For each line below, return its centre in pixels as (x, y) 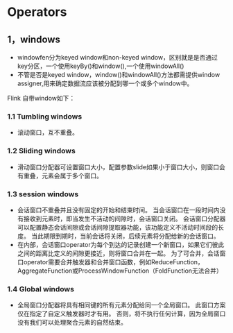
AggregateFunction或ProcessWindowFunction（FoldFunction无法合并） (120, 271)
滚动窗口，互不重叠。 (48, 133)
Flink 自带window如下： (41, 98)
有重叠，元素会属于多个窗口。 (60, 176)
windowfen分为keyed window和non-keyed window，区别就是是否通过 (118, 57)
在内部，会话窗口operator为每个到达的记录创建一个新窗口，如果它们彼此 (121, 244)
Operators (37, 12)
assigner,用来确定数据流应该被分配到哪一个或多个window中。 (105, 83)
